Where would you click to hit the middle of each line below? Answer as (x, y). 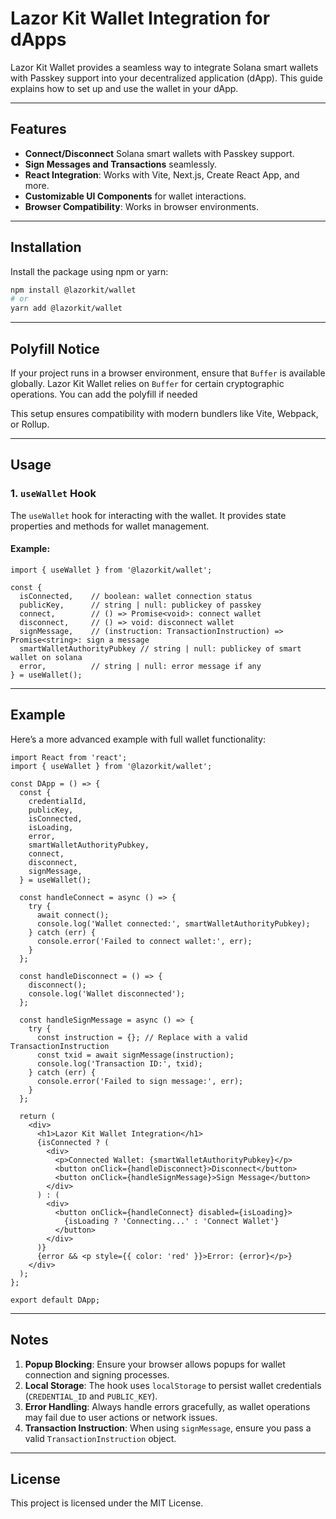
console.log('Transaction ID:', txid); (119, 1063)
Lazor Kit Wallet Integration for (140, 18)
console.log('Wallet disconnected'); (107, 993)
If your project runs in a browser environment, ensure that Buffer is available (168, 373)
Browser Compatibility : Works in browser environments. (141, 206)
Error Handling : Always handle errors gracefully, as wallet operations (167, 1406)
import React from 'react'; (69, 757)
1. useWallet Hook (53, 494)
